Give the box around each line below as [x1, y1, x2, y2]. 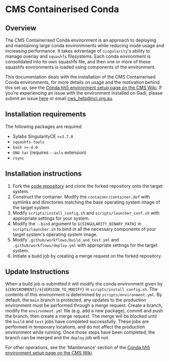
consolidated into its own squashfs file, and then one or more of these [5, 59, 151, 64]
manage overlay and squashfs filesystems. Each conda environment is [5, 53, 151, 59]
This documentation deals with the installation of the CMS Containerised [5, 74, 156, 79]
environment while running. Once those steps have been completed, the [5, 329, 155, 335]
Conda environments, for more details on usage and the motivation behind [5, 79, 160, 85]
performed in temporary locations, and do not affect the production [5, 324, 145, 330]
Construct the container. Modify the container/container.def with [12, 193, 150, 199]
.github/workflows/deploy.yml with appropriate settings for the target [12, 242, 158, 248]
